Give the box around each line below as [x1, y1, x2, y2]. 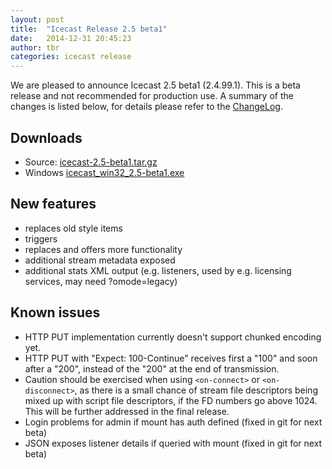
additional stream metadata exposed [24, 254, 176, 266]
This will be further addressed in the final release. [24, 405, 230, 417]
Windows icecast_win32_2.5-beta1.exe [24, 166, 185, 178]
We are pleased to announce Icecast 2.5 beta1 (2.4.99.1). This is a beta [10, 79, 301, 91]
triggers [24, 232, 58, 245]
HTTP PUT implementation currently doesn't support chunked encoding [24, 331, 322, 343]
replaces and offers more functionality [24, 243, 183, 255]
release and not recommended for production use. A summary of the [10, 90, 294, 102]
